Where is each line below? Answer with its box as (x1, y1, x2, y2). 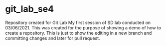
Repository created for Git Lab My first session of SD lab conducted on (5, 20, 151, 25)
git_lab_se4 (5, 3, 54, 15)
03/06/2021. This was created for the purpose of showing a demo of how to (5, 24, 162, 30)
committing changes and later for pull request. (5, 35, 101, 41)
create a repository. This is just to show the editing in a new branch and (5, 30, 152, 36)
